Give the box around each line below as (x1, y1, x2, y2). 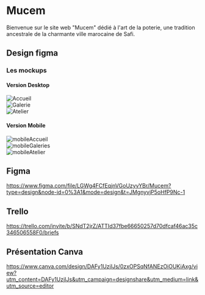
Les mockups (6, 66, 47, 75)
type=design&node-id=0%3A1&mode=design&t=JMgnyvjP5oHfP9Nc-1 (6, 188, 185, 196)
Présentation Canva (6, 246, 84, 257)
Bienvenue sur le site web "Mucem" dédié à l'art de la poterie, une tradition (6, 24, 195, 31)
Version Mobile (6, 122, 46, 129)
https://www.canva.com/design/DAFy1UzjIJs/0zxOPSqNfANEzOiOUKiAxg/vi (6, 263, 198, 270)
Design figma (6, 48, 59, 59)
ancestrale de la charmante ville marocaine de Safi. (6, 30, 135, 37)
